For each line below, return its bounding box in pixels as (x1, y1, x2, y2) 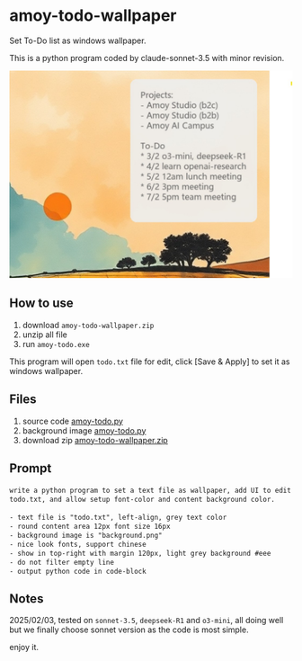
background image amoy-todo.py (22, 424, 147, 436)
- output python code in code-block (9, 567, 147, 576)
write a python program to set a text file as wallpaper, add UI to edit (9, 486, 292, 495)
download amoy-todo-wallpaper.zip (22, 319, 155, 330)
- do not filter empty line (9, 558, 115, 567)
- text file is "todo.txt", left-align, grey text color (9, 513, 227, 522)
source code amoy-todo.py (22, 415, 124, 426)
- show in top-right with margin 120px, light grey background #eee (9, 549, 271, 558)
